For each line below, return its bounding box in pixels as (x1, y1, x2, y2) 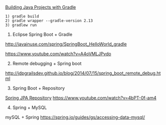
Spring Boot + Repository (12, 85, 65, 91)
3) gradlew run (5, 22, 37, 27)
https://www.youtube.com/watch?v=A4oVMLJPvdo (5, 51, 111, 56)
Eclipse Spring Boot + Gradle (12, 31, 73, 37)
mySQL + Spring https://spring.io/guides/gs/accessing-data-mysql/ (5, 114, 145, 120)
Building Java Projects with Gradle (5, 4, 76, 10)
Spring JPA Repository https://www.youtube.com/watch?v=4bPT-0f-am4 (5, 95, 156, 100)
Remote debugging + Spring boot (12, 60, 82, 66)
